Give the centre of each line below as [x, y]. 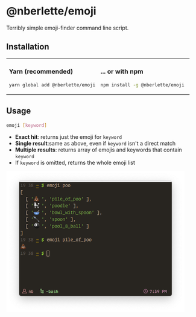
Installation [28, 47]
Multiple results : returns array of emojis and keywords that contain [98, 150]
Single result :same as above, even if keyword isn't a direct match [95, 143]
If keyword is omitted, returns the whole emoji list [75, 162]
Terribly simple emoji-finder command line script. [68, 28]
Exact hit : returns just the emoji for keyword [68, 136]
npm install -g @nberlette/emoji [143, 85]
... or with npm [122, 72]
